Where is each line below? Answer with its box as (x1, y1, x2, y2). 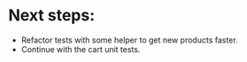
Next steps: (8, 5, 96, 26)
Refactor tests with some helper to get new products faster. (20, 35, 238, 45)
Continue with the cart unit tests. (20, 43, 141, 54)
